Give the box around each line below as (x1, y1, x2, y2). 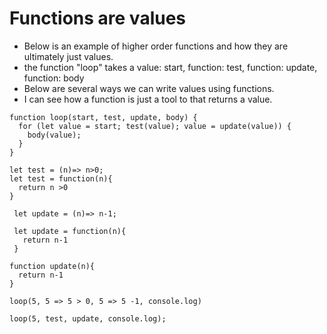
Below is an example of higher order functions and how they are (23, 40, 289, 52)
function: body (23, 72, 85, 84)
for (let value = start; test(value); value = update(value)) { (18, 121, 292, 131)
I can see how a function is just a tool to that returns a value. (23, 93, 273, 105)
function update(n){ (9, 261, 96, 271)
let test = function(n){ (9, 173, 113, 184)
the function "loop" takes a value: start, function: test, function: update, (23, 61, 318, 73)
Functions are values (9, 7, 187, 30)
